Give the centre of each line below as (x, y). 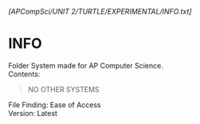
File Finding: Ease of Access (55, 105)
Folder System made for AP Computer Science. (86, 65)
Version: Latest (33, 113)
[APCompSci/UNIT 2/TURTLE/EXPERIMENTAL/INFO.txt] (100, 12)
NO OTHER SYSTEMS (63, 89)
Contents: (24, 74)
